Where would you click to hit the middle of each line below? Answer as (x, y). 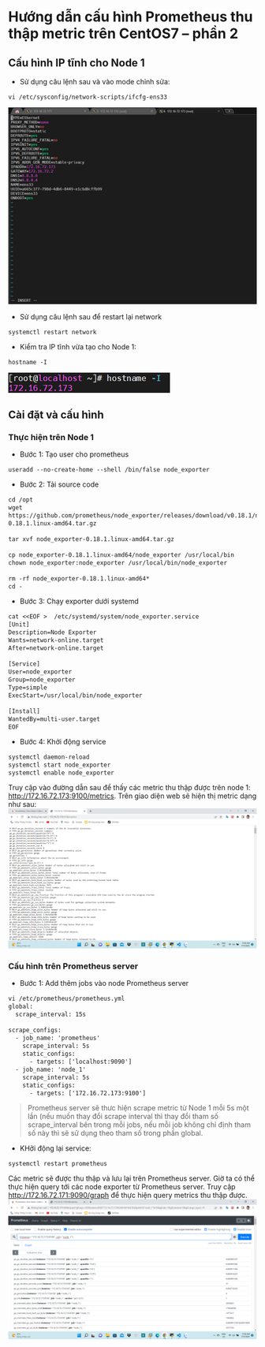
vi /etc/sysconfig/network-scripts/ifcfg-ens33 (88, 97)
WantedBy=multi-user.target (54, 719)
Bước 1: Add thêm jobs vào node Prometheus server (104, 983)
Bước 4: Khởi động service (63, 742)
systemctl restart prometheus (58, 1164)
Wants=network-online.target (56, 640)
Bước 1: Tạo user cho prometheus (74, 454)
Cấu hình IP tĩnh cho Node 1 (77, 63)
